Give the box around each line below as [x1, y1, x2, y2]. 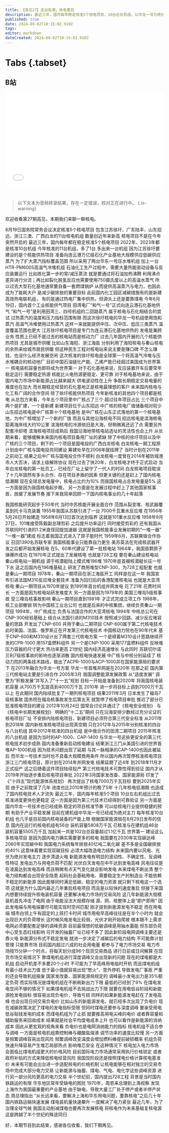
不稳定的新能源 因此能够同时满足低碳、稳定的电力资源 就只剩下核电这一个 [5, 879, 157, 885]
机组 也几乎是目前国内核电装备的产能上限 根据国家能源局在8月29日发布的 [5, 816, 157, 822]
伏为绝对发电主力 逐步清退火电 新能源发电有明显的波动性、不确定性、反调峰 [5, 854, 162, 860]
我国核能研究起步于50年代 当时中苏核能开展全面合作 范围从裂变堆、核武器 [5, 502, 159, 508]
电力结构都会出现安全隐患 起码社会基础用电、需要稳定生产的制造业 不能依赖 [5, 872, 162, 878]
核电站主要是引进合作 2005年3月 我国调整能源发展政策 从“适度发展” [14, 671, 154, 677]
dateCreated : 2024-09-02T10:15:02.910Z [5, 36, 89, 41]
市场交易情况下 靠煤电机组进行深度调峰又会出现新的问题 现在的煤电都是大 [9, 954, 162, 960]
